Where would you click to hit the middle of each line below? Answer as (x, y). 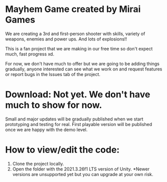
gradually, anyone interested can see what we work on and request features (84, 69)
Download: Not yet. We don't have (78, 95)
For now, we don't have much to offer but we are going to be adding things (82, 63)
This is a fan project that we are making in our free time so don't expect (79, 48)
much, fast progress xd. (30, 54)
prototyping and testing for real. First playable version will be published (79, 124)
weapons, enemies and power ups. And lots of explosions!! (66, 39)
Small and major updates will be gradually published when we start (74, 119)
